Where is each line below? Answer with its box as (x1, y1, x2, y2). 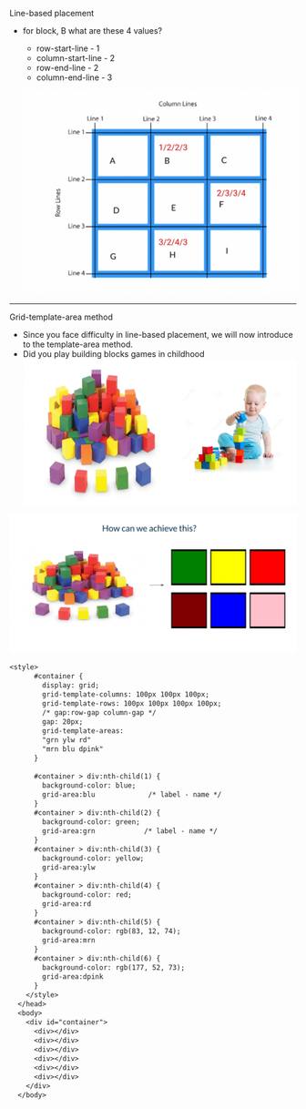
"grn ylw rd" (42, 735, 92, 745)
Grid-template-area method (9, 311, 114, 322)
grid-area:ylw (42, 862, 96, 872)
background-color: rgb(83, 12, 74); (42, 926, 181, 936)
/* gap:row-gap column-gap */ (42, 707, 157, 717)
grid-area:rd (42, 899, 92, 909)
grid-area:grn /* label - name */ (42, 826, 219, 836)
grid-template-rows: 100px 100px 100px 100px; (42, 698, 222, 708)
